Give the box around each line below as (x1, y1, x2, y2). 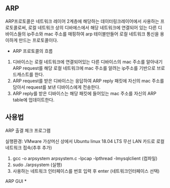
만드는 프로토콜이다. (18, 37, 58, 43)
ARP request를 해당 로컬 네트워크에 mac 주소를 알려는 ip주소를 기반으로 (12, 65, 156, 71)
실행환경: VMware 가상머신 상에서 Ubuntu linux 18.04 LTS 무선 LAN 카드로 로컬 (5, 138, 165, 144)
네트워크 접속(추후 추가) (5, 144, 52, 151)
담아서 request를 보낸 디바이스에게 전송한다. (12, 84, 100, 90)
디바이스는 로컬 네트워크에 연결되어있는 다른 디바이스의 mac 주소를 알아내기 (12, 58, 163, 65)
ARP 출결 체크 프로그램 (5, 127, 51, 133)
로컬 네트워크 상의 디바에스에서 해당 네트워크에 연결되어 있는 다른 (28, 24, 157, 30)
